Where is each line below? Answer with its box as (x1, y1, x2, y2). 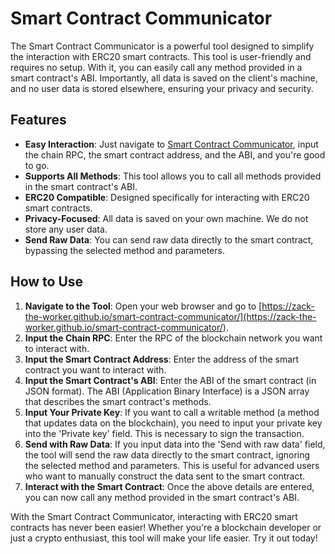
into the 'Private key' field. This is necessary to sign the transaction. (24, 427, 305, 439)
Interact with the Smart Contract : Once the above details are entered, (24, 480, 315, 492)
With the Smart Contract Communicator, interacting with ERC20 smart (10, 510, 298, 522)
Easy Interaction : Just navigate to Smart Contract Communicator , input (24, 138, 319, 150)
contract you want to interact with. (24, 363, 167, 376)
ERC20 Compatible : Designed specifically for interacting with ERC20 (24, 191, 310, 203)
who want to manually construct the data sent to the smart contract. (24, 470, 306, 482)
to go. (24, 159, 50, 171)
